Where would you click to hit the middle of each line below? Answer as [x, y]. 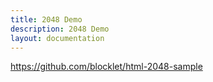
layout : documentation [57, 38]
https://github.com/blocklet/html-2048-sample [106, 67]
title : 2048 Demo [46, 19]
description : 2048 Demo [60, 29]
